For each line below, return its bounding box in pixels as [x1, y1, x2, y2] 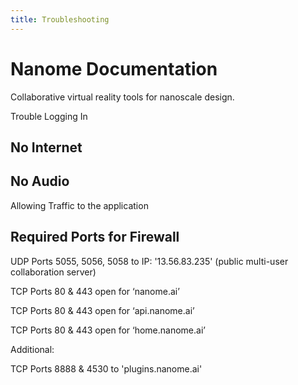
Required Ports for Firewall [10, 229, 180, 246]
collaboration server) [10, 266, 97, 278]
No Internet [10, 139, 83, 156]
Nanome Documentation [10, 57, 218, 80]
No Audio [10, 173, 70, 190]
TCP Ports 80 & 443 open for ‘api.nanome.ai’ [10, 304, 195, 316]
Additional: [10, 343, 55, 355]
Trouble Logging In [10, 110, 88, 122]
